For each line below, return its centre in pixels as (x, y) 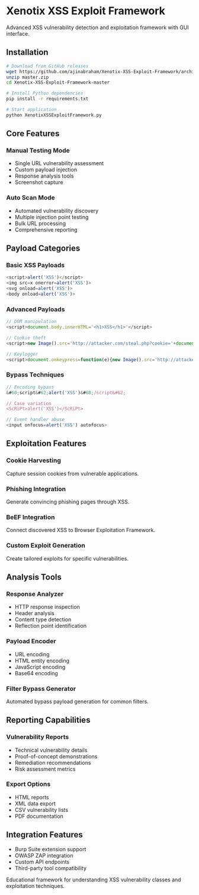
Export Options (28, 784)
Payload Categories (43, 249)
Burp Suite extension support (50, 849)
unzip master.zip (28, 77)
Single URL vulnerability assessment (59, 163)
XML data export (35, 804)
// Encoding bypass (30, 387)
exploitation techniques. (36, 885)
